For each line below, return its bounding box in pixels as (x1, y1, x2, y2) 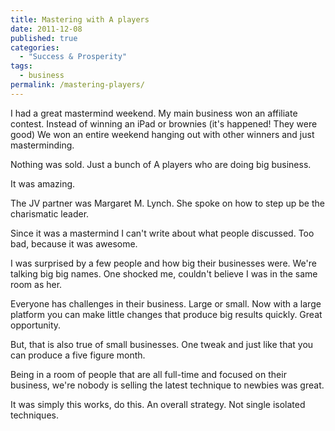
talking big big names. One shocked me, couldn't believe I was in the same (10, 267, 318, 280)
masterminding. (10, 139, 75, 151)
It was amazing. (10, 177, 76, 190)
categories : (10, 42, 60, 53)
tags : (10, 61, 33, 71)
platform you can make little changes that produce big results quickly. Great (10, 308, 323, 320)
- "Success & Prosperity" (19, 52, 128, 62)
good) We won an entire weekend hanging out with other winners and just (10, 128, 315, 140)
